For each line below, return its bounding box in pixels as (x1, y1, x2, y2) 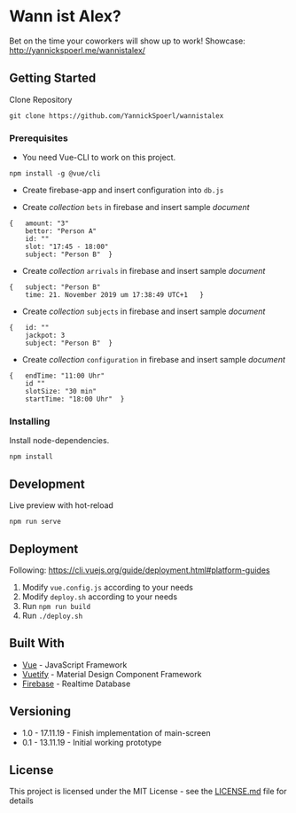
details (9, 795, 34, 806)
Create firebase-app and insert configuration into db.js (21, 184, 224, 196)
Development (9, 476, 86, 491)
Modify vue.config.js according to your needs (21, 582, 193, 592)
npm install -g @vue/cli (9, 169, 101, 178)
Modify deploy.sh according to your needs (21, 591, 178, 602)
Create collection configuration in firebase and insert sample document (21, 355, 285, 365)
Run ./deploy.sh (21, 610, 83, 621)
